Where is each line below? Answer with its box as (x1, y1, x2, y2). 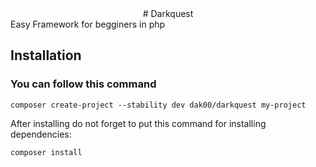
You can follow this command (10, 77, 157, 91)
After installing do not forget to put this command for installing (10, 117, 267, 129)
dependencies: (10, 128, 72, 140)
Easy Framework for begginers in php (10, 18, 166, 30)
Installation (10, 47, 82, 64)
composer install (10, 147, 83, 157)
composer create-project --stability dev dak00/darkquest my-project (10, 100, 307, 110)
